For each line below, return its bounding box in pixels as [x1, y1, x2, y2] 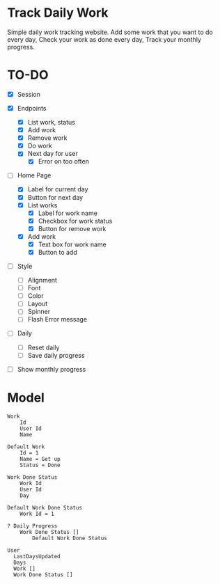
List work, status [27, 118, 75, 126]
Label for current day [27, 185, 88, 194]
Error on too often [38, 157, 89, 166]
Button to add [38, 248, 78, 256]
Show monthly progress [17, 365, 86, 373]
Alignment [27, 276, 58, 285]
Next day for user [27, 150, 78, 158]
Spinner [27, 308, 51, 316]
